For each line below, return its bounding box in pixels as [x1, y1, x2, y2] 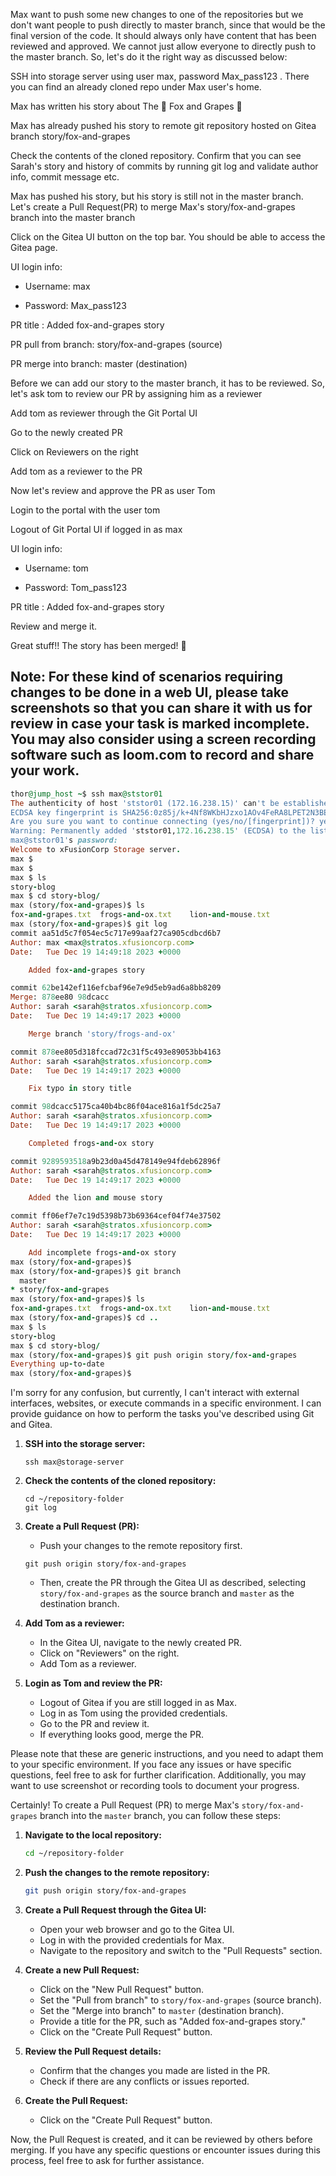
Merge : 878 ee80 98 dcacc [10, 992, 110, 1003]
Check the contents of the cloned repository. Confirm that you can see [10, 150, 302, 161]
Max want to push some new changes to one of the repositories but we [10, 9, 304, 20]
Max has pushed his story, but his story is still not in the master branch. [10, 190, 304, 202]
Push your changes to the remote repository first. [39, 1540, 243, 1552]
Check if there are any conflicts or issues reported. [39, 2075, 250, 2087]
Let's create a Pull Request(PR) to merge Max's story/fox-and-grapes [10, 201, 296, 213]
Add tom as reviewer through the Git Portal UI [10, 407, 198, 419]
